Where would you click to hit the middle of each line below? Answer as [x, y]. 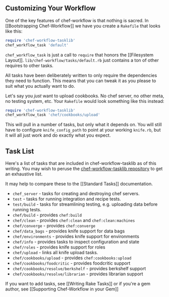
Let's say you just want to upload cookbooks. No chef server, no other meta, [85, 96]
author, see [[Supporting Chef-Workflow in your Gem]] [62, 289]
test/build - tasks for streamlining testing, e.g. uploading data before [85, 204]
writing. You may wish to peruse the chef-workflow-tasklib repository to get [84, 169]
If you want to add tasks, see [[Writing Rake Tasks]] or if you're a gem [78, 284]
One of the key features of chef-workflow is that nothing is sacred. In [77, 20]
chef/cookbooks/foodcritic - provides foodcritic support [71, 263]
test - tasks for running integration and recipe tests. [67, 199]
